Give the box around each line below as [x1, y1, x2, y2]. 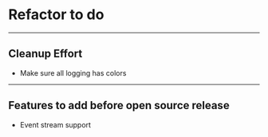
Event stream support [19, 119, 92, 129]
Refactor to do [8, 6, 104, 24]
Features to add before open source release [8, 99, 230, 112]
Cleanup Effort [8, 47, 83, 61]
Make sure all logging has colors [19, 68, 127, 77]
